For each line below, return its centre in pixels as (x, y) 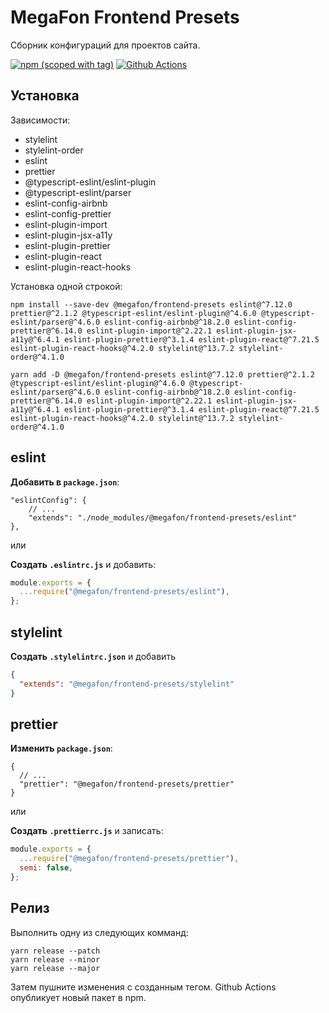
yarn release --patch (55, 951)
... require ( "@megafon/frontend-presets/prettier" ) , (129, 859)
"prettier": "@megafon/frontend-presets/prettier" (127, 784)
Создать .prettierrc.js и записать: (87, 831)
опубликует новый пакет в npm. (78, 997)
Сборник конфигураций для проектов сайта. (105, 45)
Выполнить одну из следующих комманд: (99, 932)
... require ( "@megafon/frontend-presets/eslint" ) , (124, 592)
